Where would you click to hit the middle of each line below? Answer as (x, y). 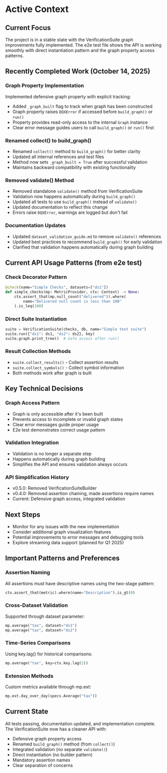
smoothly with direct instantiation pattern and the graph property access (80, 50)
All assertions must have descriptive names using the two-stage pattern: (80, 583)
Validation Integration (32, 443)
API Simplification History (37, 477)
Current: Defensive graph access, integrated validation (69, 499)
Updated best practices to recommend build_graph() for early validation (87, 242)
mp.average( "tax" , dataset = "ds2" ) (41, 630)
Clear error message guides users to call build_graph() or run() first (83, 127)
